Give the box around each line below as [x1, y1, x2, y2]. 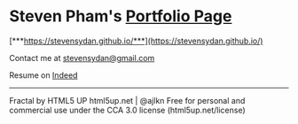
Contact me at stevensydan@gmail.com [9, 52, 155, 63]
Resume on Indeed [9, 69, 78, 81]
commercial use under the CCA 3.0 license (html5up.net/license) [9, 105, 246, 115]
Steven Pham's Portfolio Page [9, 6, 232, 27]
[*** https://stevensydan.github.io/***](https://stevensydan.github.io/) [9, 35, 263, 46]
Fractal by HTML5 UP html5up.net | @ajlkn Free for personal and [9, 95, 246, 105]
